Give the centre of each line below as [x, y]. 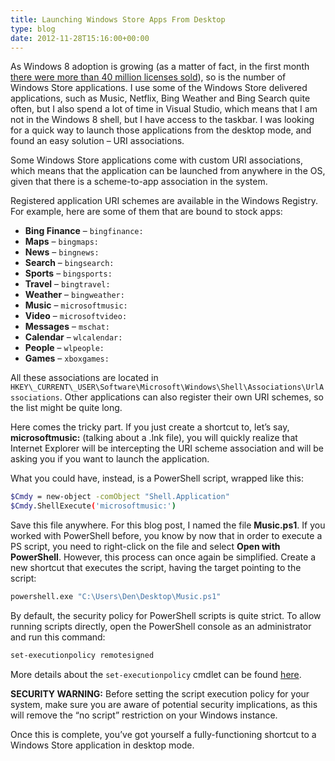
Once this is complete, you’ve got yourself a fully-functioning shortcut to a [163, 734]
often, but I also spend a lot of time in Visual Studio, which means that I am [164, 109]
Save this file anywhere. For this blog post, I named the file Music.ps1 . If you [168, 525]
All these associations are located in [84, 378]
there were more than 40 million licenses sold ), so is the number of [148, 77]
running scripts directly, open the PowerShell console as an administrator [161, 626]
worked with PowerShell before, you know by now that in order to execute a [166, 536]
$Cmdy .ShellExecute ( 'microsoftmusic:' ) [93, 506]
